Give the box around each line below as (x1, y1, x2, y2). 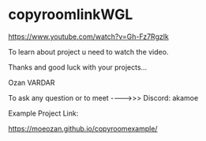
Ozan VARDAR (8, 78, 55, 87)
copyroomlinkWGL (8, 6, 133, 24)
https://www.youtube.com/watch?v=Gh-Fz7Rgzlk (8, 32, 170, 41)
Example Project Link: (8, 109, 79, 118)
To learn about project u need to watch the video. (8, 47, 169, 56)
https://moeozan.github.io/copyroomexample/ (8, 124, 158, 133)
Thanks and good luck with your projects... (8, 62, 148, 72)
